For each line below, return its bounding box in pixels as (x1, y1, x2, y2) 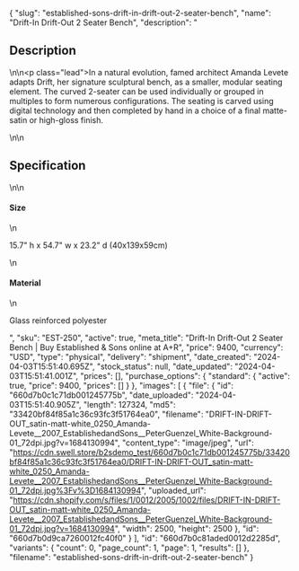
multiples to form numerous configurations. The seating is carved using (9, 95, 274, 106)
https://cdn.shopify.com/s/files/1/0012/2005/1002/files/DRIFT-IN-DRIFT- (13, 495, 281, 505)
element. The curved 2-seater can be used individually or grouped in (9, 85, 265, 97)
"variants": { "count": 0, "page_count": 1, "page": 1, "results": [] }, (9, 542, 250, 553)
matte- (262, 105, 287, 116)
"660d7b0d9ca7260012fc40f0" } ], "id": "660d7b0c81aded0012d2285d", (9, 533, 281, 544)
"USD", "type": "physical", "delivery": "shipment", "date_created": (9, 352, 252, 363)
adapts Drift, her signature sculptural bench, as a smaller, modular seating (9, 76, 283, 87)
